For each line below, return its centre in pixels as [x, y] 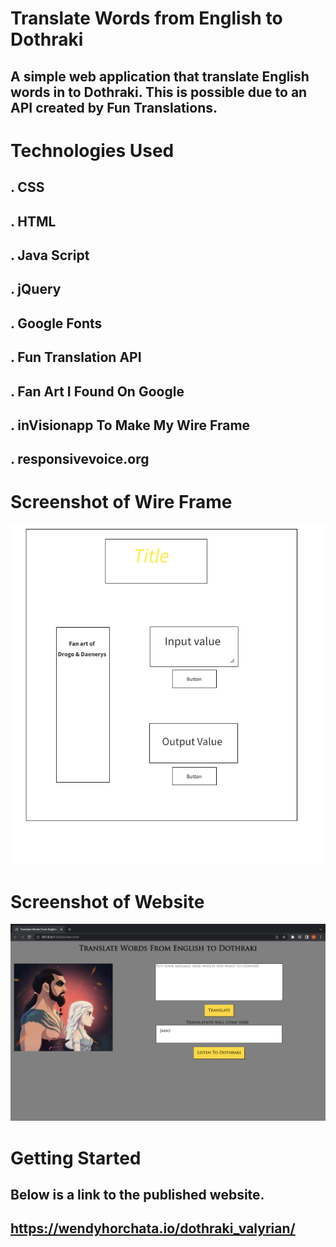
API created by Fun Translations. [114, 107]
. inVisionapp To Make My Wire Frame [130, 425]
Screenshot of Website [107, 901]
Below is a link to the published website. [137, 1194]
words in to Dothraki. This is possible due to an [159, 92]
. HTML [33, 221]
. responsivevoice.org [80, 459]
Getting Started [76, 1158]
